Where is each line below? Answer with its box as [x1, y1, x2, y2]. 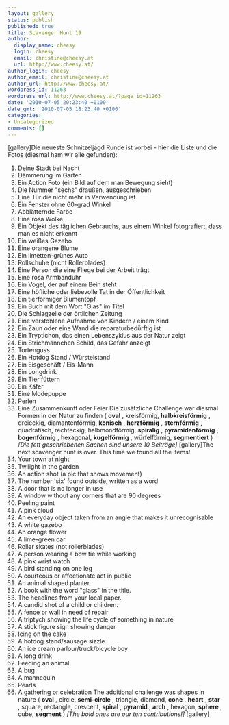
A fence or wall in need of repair [17, 608, 109, 617]
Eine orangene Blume [17, 244, 79, 252]
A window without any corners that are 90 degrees [17, 491, 161, 500]
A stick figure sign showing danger [17, 623, 116, 631]
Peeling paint [17, 499, 55, 507]
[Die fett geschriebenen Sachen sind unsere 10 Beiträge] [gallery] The [17, 441, 214, 449]
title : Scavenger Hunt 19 [8, 29, 81, 36]
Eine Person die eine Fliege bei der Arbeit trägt [17, 266, 150, 274]
